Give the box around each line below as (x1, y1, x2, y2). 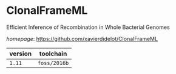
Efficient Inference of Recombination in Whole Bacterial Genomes (6, 23, 170, 31)
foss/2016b (37, 60, 69, 66)
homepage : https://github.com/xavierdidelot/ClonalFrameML (6, 35, 158, 42)
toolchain (39, 49, 67, 58)
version (9, 49, 32, 58)
